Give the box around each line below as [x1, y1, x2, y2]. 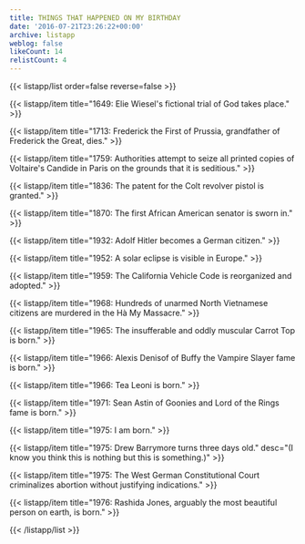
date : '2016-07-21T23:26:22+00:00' [9, 22, 145, 31]
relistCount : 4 [9, 56, 67, 65]
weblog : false [9, 38, 64, 48]
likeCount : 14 [9, 47, 64, 56]
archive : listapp [9, 30, 76, 39]
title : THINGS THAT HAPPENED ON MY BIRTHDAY [9, 13, 181, 23]
